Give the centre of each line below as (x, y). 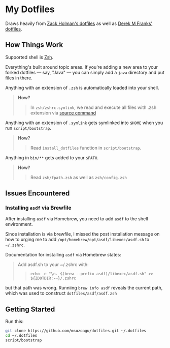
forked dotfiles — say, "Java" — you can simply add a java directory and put (85, 72)
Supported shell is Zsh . (29, 57)
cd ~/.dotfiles (21, 336)
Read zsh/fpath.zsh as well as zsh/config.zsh (78, 177)
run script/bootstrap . (28, 128)
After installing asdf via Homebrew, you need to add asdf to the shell (77, 219)
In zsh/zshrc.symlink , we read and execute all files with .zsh (93, 107)
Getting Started (30, 309)
